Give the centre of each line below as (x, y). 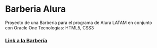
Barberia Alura (36, 9)
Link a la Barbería (26, 40)
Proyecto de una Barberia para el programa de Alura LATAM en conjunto (78, 23)
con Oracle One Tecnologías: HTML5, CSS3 (50, 27)
